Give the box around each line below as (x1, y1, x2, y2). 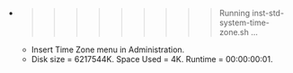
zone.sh (218, 27, 250, 37)
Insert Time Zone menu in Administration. (31, 44, 185, 55)
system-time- (218, 17, 270, 28)
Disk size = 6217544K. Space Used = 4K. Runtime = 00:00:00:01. (31, 54, 273, 64)
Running (218, 8, 251, 18)
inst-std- (251, 8, 285, 18)
